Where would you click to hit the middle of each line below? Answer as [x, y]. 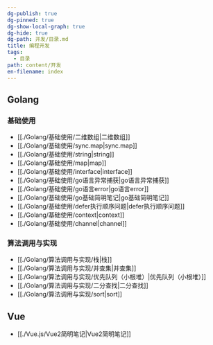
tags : [15, 53]
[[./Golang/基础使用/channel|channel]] [72, 224]
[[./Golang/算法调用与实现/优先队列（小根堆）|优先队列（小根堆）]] [111, 277]
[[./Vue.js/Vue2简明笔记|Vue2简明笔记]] [74, 334]
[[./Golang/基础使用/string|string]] [66, 154]
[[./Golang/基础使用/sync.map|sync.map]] [77, 145]
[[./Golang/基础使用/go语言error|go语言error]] [83, 189]
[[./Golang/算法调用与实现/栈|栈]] [65, 260]
